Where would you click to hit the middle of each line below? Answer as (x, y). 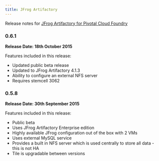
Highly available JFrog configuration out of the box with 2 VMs (75, 133)
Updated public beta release (40, 65)
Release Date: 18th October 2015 (39, 46)
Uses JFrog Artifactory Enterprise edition (53, 128)
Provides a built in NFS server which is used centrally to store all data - (83, 143)
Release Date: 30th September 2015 (42, 104)
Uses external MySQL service (42, 138)
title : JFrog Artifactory (31, 9)
